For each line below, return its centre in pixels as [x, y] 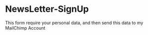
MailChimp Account [25, 28]
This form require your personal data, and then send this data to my [74, 23]
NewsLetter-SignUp [47, 9]
